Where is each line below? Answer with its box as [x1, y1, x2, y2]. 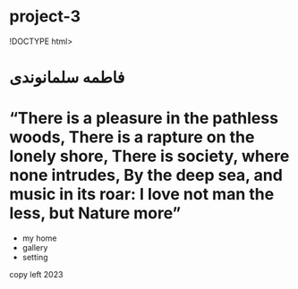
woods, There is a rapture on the [9, 127, 255, 148]
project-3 [9, 6, 81, 27]
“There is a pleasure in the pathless [9, 108, 279, 129]
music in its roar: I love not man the [9, 184, 275, 205]
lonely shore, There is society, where [9, 146, 290, 166]
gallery [21, 242, 48, 253]
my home [21, 233, 57, 243]
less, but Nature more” [9, 203, 182, 224]
